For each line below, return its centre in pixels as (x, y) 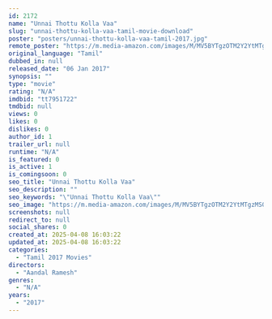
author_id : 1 (30, 136)
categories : (28, 250)
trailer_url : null (39, 144)
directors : (27, 265)
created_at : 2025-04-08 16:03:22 (65, 235)
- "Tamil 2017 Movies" (54, 257)
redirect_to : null (39, 220)
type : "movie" (32, 84)
